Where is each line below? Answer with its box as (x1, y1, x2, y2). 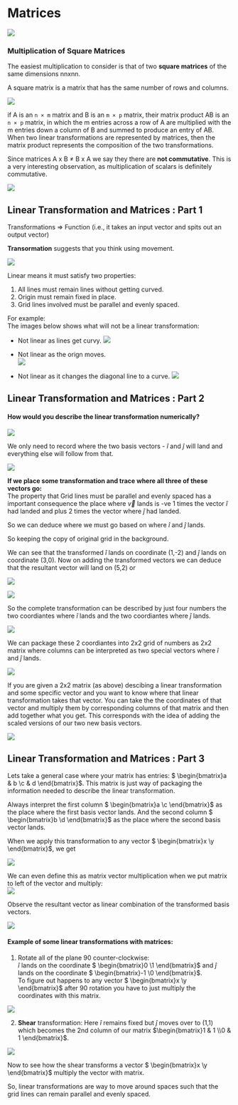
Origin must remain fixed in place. (17, 293, 117, 301)
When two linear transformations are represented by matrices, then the (7, 133, 215, 142)
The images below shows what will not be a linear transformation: (7, 322, 200, 331)
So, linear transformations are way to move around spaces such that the (7, 1081, 219, 1091)
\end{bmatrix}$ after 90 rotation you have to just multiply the (17, 983, 196, 992)
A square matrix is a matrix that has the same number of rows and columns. (7, 83, 229, 92)
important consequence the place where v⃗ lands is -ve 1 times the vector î (7, 499, 228, 507)
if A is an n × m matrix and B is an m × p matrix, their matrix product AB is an (7, 110, 229, 119)
